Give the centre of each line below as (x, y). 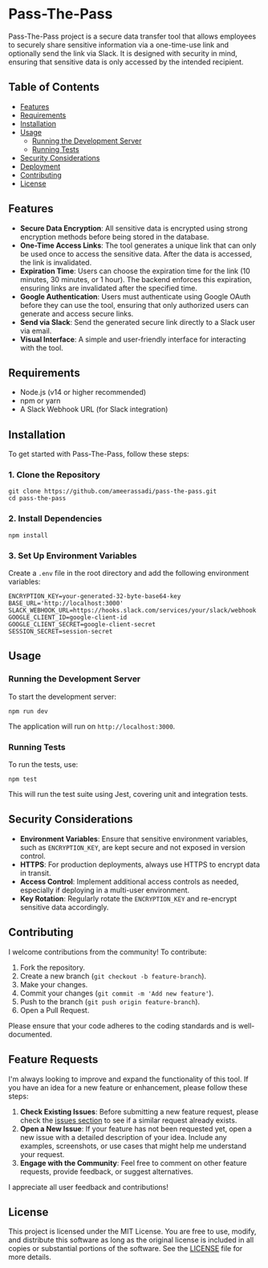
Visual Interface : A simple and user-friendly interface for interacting (133, 339)
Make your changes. (54, 984)
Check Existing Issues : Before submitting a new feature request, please (139, 1111)
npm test (23, 780)
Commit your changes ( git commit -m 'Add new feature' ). (117, 993)
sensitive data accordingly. (64, 907)
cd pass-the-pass (37, 499)
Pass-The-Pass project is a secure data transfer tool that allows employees (132, 36)
